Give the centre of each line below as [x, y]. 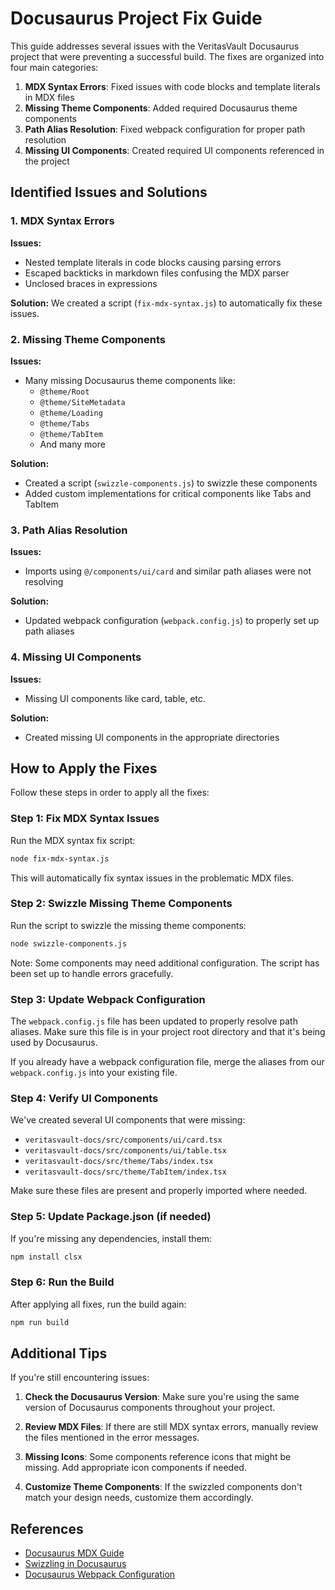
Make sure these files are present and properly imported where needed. [159, 1191]
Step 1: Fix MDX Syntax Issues [85, 819]
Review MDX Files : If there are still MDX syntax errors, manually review [171, 1427]
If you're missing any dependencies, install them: [111, 1238]
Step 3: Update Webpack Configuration [108, 999]
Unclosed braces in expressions [91, 283]
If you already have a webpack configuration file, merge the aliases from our [167, 1061]
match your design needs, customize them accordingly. [139, 1498]
